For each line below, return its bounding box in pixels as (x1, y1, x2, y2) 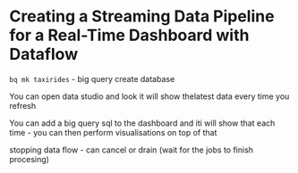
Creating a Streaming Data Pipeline (9, 6, 275, 27)
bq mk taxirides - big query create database (9, 73, 175, 84)
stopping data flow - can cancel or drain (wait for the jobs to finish (9, 144, 253, 155)
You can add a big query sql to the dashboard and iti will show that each (9, 118, 276, 128)
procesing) (9, 153, 49, 164)
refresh (9, 100, 37, 111)
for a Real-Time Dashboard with (9, 25, 250, 45)
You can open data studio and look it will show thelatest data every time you (9, 91, 290, 102)
